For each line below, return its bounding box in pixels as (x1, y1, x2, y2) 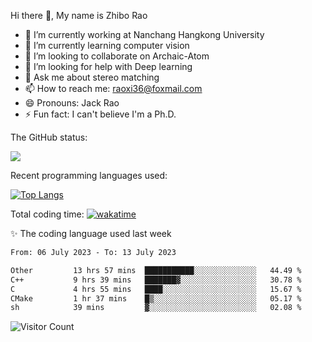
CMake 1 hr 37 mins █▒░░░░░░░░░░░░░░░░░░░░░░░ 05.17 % (10, 293, 302, 304)
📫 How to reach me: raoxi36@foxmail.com (24, 83, 203, 94)
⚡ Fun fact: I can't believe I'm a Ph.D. (24, 108, 177, 120)
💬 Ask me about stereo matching (24, 71, 160, 83)
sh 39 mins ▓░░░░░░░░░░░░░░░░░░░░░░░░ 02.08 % (10, 303, 302, 313)
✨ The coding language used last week (10, 228, 172, 239)
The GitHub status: (10, 131, 88, 143)
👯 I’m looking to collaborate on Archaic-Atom (24, 50, 210, 62)
